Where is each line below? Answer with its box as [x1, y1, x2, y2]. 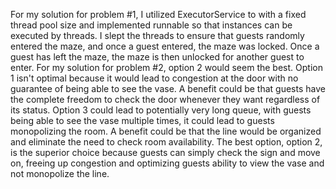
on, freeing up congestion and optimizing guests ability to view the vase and [10, 157, 325, 169]
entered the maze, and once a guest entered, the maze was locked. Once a [10, 40, 320, 52]
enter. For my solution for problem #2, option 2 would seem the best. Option [10, 62, 323, 73]
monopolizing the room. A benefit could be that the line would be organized [10, 125, 322, 137]
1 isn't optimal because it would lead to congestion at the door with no [10, 72, 299, 84]
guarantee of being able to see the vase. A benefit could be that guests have [10, 83, 326, 94]
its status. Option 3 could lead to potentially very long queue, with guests [10, 104, 312, 116]
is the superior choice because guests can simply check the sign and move [10, 147, 321, 158]
